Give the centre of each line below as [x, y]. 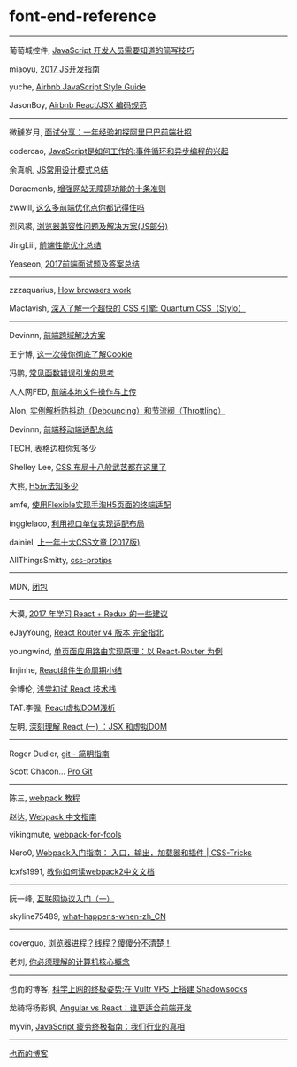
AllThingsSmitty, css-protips [61, 560]
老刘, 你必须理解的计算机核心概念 [69, 962]
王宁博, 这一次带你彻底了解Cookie [71, 354]
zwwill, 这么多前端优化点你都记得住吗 [77, 207]
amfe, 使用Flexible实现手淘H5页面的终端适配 [90, 504]
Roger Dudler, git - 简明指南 [59, 754]
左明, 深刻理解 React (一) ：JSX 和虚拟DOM [88, 726]
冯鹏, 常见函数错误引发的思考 [62, 373]
